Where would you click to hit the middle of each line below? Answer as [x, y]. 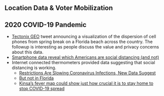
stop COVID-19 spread [42, 89]
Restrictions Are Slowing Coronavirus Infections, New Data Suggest [87, 73]
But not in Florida [36, 78]
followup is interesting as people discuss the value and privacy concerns [85, 47]
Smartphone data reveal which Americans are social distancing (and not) [85, 57]
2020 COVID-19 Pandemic [46, 25]
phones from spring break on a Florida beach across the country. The [82, 42]
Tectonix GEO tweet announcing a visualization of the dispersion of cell [84, 37]
